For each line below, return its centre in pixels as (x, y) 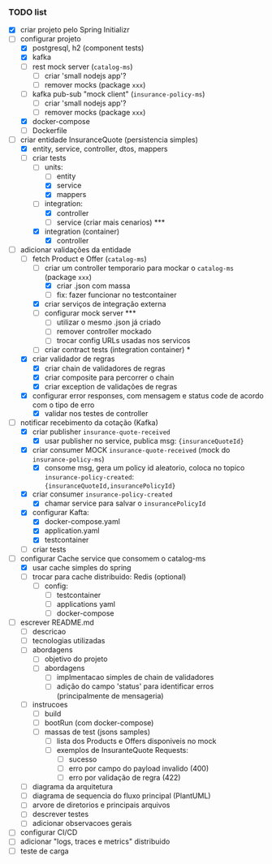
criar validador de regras (73, 359)
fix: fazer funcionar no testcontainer (117, 295)
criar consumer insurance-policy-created (102, 494)
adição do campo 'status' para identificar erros (135, 686)
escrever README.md (57, 622)
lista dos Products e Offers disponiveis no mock (136, 741)
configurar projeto (50, 39)
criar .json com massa (93, 286)
